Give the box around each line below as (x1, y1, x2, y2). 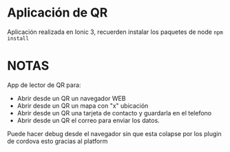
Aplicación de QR (7, 5, 108, 21)
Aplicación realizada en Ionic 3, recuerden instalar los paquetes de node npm (7, 28, 224, 36)
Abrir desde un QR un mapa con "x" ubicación (17, 102, 149, 110)
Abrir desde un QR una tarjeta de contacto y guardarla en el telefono (17, 108, 212, 117)
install (7, 35, 30, 42)
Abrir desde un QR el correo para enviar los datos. (17, 116, 160, 124)
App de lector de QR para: (7, 81, 81, 89)
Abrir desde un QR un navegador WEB (17, 94, 126, 102)
